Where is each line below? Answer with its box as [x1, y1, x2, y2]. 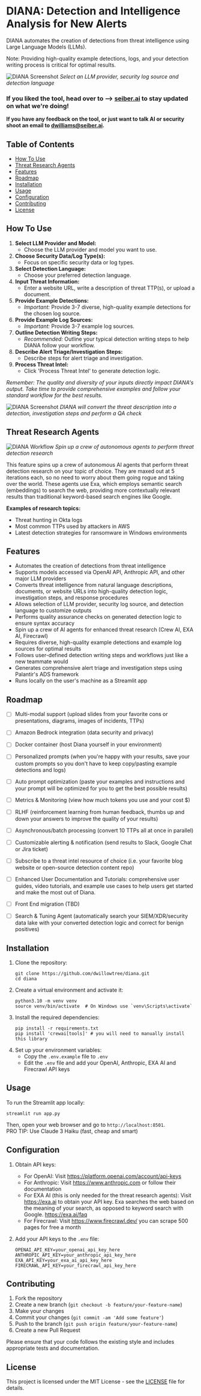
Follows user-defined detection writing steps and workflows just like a [14, 652, 188, 659]
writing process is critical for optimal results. [6, 61, 116, 68]
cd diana [14, 976, 37, 982]
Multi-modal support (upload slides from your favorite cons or [14, 711, 168, 718]
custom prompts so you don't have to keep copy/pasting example [14, 760, 177, 767]
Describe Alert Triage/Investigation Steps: [14, 348, 123, 355]
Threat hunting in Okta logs [14, 516, 83, 523]
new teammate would [14, 658, 68, 665]
